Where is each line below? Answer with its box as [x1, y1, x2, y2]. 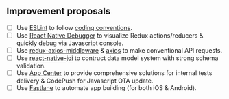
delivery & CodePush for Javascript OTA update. [16, 76, 154, 85]
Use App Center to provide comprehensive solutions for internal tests [16, 69, 213, 77]
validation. [16, 61, 46, 70]
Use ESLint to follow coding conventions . [16, 23, 133, 31]
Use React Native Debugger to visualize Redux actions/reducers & [16, 31, 204, 40]
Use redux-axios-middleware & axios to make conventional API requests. [16, 46, 223, 54]
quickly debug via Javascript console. [16, 39, 124, 47]
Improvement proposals [6, 5, 111, 17]
